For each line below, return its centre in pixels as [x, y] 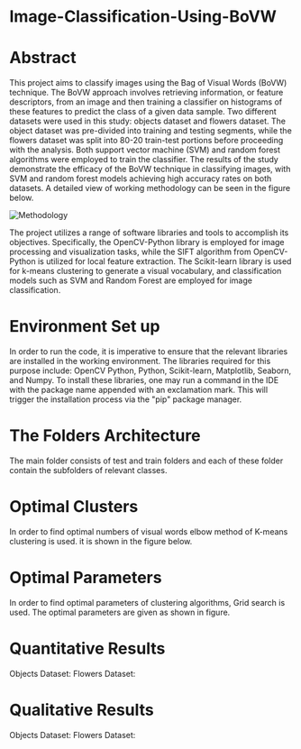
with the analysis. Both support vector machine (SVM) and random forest [145, 150]
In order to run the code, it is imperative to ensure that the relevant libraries [149, 352]
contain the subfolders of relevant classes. [88, 470]
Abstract [43, 58]
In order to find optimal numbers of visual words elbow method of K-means [149, 531]
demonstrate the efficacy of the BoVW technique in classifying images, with [150, 169]
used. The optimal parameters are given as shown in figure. [120, 612]
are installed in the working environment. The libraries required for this [140, 361]
